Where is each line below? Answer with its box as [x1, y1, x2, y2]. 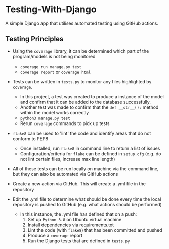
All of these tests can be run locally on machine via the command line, [12, 165, 159, 172]
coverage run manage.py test [20, 64, 82, 69]
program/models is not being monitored [12, 53, 96, 59]
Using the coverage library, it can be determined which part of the [12, 48, 149, 54]
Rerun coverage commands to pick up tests [20, 120, 110, 127]
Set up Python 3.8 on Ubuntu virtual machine [27, 216, 122, 222]
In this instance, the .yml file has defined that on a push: [20, 211, 137, 217]
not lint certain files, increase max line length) [20, 156, 115, 162]
